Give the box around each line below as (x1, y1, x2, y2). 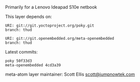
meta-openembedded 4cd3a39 (5, 63, 61, 68)
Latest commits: (5, 49, 38, 55)
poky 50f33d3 (5, 58, 32, 63)
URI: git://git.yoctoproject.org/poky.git (5, 23, 94, 28)
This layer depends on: (5, 14, 52, 19)
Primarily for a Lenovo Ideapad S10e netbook (5, 4, 97, 10)
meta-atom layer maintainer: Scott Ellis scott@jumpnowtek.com (5, 71, 135, 77)
